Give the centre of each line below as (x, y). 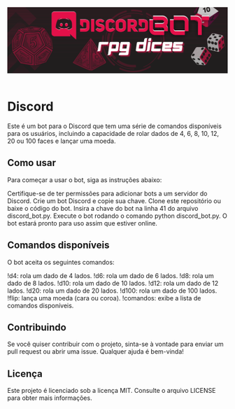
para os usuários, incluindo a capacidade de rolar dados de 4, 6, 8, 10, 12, (113, 134)
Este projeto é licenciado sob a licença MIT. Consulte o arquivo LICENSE (112, 391)
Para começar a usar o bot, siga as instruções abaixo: (85, 180)
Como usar (32, 163)
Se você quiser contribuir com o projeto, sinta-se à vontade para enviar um (115, 344)
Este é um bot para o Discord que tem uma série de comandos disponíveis (115, 126)
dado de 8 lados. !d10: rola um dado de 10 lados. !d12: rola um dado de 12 (113, 283)
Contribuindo (37, 327)
